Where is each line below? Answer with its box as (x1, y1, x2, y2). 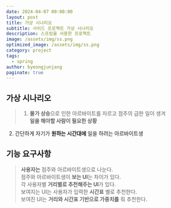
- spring (11, 58, 33, 64)
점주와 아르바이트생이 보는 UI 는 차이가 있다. (20, 173, 121, 180)
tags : (6, 53, 20, 59)
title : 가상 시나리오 (6, 20, 52, 26)
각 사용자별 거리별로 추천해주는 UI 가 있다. (20, 181, 116, 188)
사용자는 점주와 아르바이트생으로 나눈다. (20, 166, 113, 173)
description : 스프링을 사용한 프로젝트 (6, 31, 91, 37)
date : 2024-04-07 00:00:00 (6, 8, 73, 15)
